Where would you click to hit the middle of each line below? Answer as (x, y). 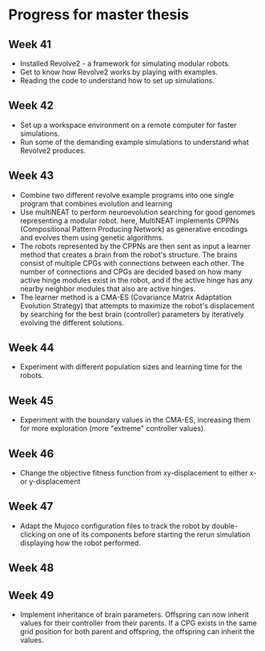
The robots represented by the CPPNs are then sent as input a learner (135, 246)
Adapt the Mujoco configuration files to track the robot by (115, 525)
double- (225, 525)
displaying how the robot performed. (80, 543)
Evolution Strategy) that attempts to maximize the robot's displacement (137, 305)
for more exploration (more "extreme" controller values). (112, 428)
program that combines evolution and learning (96, 203)
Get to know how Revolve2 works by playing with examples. (119, 72)
